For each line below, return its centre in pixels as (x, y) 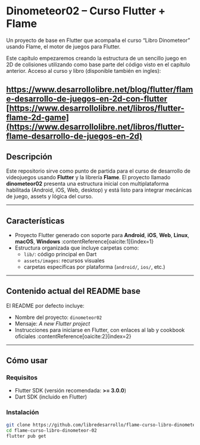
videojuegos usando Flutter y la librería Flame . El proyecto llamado (88, 177)
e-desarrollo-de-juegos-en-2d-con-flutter (87, 99)
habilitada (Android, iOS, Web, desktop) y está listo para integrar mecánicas (99, 190)
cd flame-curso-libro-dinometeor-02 (51, 430)
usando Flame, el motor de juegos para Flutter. (63, 47)
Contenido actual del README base (74, 291)
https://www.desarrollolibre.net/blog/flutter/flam (100, 90)
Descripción (29, 156)
